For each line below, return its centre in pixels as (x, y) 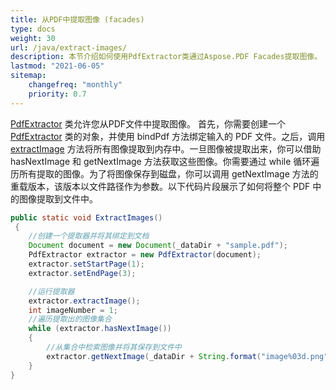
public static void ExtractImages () (86, 217)
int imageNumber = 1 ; (73, 310)
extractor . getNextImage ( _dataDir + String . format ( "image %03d (176, 356)
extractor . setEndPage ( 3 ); (82, 273)
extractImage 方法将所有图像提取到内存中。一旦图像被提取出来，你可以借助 (166, 148)
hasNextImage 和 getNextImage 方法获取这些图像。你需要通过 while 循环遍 (165, 161)
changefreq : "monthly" (75, 85)
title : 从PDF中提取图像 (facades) (77, 19)
